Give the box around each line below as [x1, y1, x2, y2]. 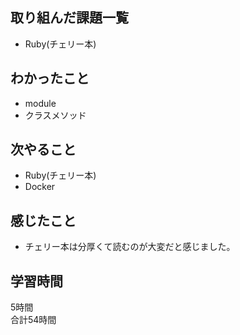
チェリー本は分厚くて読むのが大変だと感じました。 [24, 241, 236, 253]
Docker [24, 181, 56, 193]
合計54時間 [10, 314, 57, 326]
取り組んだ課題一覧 [10, 9, 129, 27]
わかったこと [10, 70, 90, 87]
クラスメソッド [24, 109, 87, 121]
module [24, 97, 57, 109]
